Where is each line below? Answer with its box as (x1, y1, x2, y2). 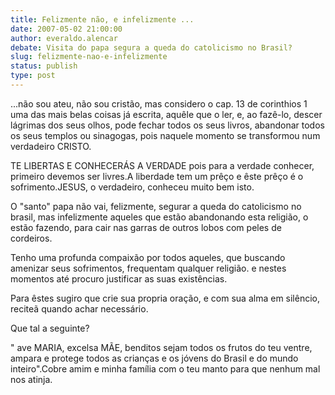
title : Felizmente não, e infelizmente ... (10, 14, 195, 25)
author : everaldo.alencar (10, 33, 118, 43)
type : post (10, 71, 56, 81)
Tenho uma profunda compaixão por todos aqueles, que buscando (10, 251, 286, 263)
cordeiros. (10, 232, 53, 244)
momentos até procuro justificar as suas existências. (10, 272, 228, 285)
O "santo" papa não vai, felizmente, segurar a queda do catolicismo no (10, 200, 302, 212)
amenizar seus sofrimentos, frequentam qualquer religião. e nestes (10, 262, 287, 274)
